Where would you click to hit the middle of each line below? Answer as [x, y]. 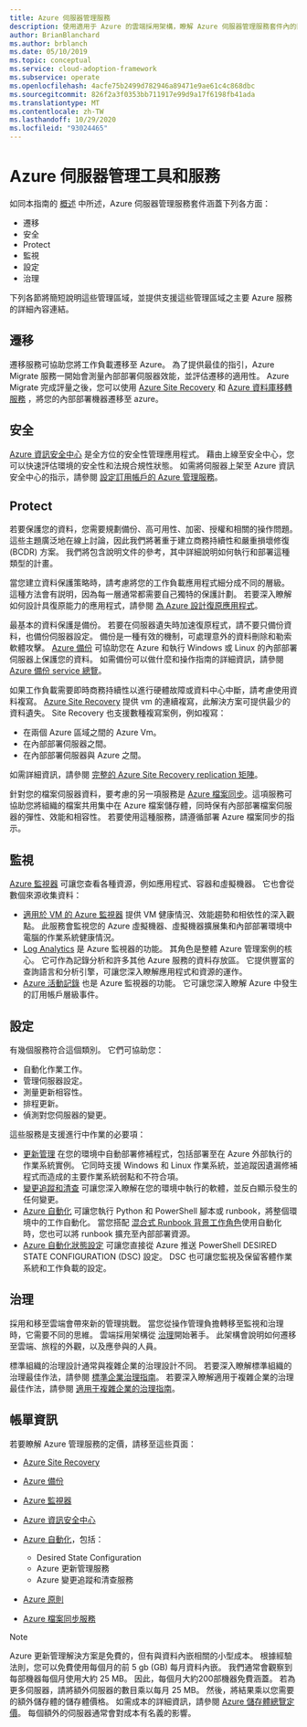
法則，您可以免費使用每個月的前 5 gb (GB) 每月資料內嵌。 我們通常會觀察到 [151, 1667]
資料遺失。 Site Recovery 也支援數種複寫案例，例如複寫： [118, 713]
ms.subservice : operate [55, 78]
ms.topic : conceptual [51, 60]
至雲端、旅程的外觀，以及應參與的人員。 [85, 1346]
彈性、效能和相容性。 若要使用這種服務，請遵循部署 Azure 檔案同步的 [156, 817]
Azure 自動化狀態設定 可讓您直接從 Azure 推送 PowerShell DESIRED [149, 1245]
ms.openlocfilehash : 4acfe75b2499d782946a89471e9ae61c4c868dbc [132, 86]
